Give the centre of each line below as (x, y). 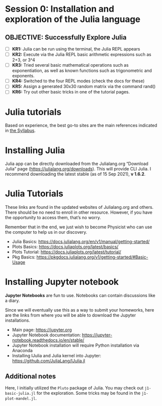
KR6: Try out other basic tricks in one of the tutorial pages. (71, 92)
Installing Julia (35, 150)
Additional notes (31, 376)
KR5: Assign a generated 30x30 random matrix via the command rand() (84, 87)
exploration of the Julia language (73, 19)
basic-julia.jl (20, 393)
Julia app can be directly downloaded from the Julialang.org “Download (77, 164)
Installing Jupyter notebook (62, 282)
